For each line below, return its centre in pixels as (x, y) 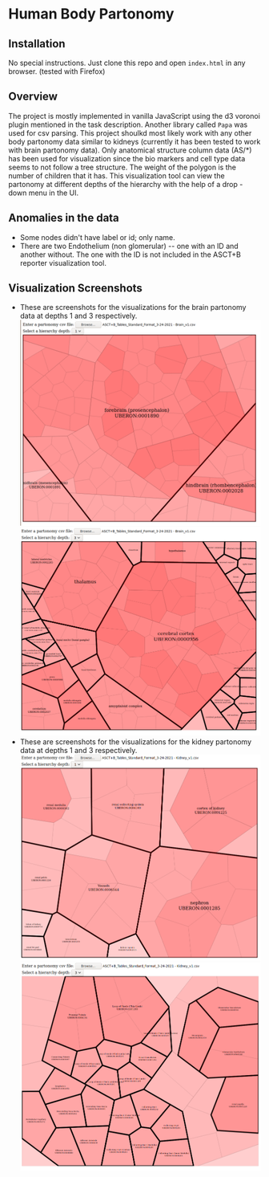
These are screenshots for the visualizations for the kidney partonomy (136, 742)
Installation (37, 44)
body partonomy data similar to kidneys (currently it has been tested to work (134, 141)
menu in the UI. (54, 193)
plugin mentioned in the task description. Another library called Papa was (128, 124)
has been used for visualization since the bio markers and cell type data (127, 158)
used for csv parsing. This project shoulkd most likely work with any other (130, 132)
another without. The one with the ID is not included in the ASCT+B (130, 255)
